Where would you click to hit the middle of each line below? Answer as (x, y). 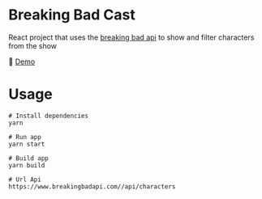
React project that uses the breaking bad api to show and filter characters (131, 37)
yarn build (27, 165)
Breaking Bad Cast (72, 15)
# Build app (28, 158)
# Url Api (25, 180)
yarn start (27, 144)
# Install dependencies (49, 116)
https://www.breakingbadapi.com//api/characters (92, 186)
